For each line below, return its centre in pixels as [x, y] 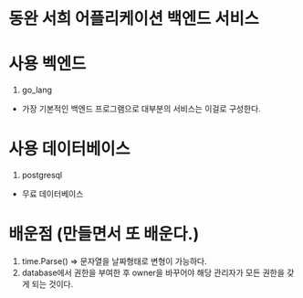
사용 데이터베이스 [69, 149]
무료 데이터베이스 [52, 194]
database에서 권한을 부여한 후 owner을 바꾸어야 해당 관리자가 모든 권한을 [153, 272]
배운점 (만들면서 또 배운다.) [104, 234]
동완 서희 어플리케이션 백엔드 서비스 [134, 19]
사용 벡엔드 [47, 64]
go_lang [37, 90]
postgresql [42, 176]
